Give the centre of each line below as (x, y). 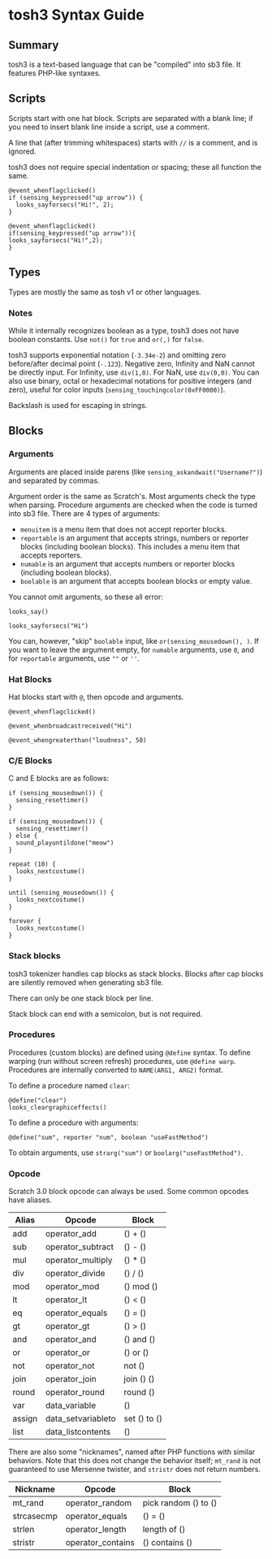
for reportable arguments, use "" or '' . (74, 658)
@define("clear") (38, 1100)
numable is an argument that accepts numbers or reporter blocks (127, 563)
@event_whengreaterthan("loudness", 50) (78, 740)
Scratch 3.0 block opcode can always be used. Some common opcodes (129, 1192)
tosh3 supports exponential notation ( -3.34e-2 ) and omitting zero (117, 354)
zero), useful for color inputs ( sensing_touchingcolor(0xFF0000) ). (117, 389)
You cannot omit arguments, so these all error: (86, 597)
